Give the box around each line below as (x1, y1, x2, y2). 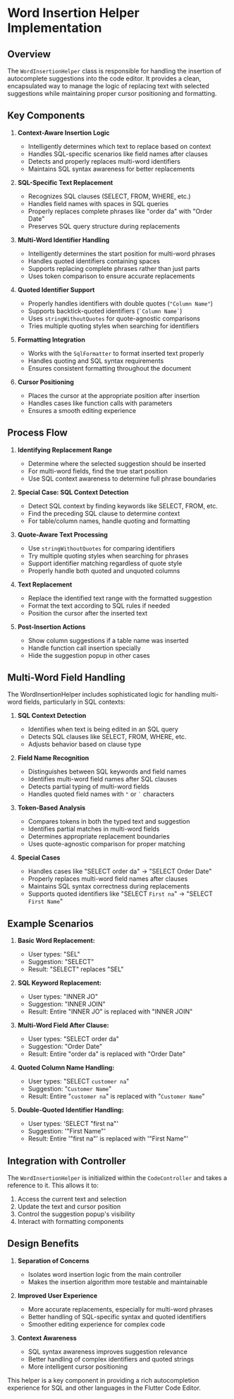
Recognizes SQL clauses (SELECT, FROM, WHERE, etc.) (27, 192, 192, 200)
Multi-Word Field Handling (7, 672, 125, 684)
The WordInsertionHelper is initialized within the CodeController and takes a (7, 1174, 228, 1182)
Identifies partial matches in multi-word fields (27, 824, 160, 834)
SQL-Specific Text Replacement (17, 178, 113, 186)
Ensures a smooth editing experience (27, 406, 137, 414)
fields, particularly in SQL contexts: (23, 697, 125, 707)
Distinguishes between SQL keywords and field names (27, 767, 187, 776)
